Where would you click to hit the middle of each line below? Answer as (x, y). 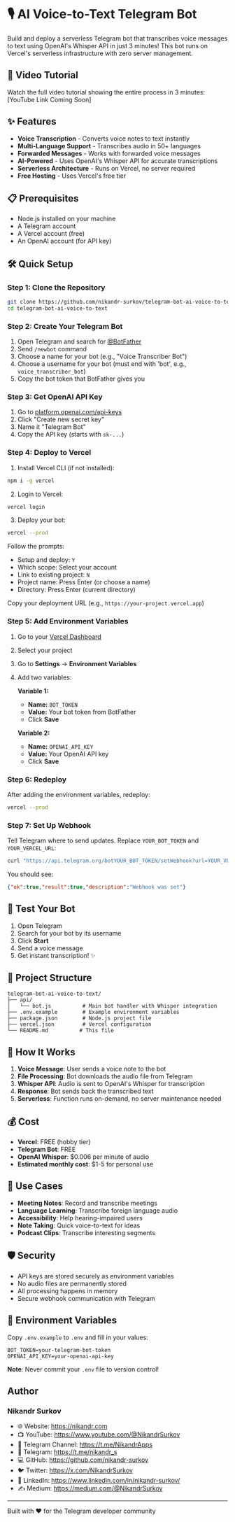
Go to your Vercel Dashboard (59, 636)
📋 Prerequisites (43, 198)
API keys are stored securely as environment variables (96, 1276)
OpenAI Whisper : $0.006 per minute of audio (83, 1157)
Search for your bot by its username (69, 933)
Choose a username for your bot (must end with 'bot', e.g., (102, 364)
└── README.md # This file (60, 1031)
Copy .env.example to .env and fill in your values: (78, 1337)
